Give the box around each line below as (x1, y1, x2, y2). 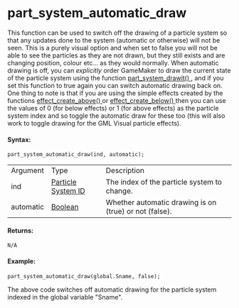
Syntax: (7, 135, 31, 143)
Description (105, 165, 144, 175)
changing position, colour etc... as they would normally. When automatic (7, 58, 219, 67)
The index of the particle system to (105, 177, 223, 187)
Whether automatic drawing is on (105, 197, 217, 207)
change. (105, 186, 133, 196)
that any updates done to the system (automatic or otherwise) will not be (7, 35, 221, 44)
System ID (51, 186, 85, 196)
